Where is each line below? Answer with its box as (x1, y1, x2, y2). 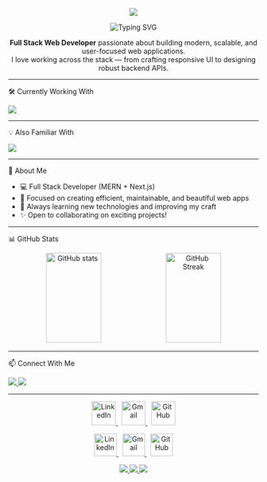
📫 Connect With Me (8, 359, 75, 368)
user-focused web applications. (81, 46, 186, 56)
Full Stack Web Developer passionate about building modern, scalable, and (9, 38, 258, 47)
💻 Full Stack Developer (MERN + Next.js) (19, 182, 156, 191)
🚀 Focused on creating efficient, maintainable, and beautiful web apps (19, 194, 250, 202)
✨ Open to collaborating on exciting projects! (19, 210, 167, 219)
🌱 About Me (8, 166, 48, 175)
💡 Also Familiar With (8, 127, 74, 137)
